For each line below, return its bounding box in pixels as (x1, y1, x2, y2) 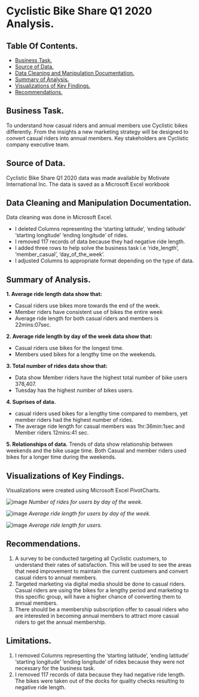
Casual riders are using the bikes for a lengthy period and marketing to (14, 586, 189, 594)
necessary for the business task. (14, 664, 96, 672)
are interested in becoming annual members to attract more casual (14, 612, 179, 619)
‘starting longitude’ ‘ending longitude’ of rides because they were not (14, 658, 185, 665)
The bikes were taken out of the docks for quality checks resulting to (14, 677, 185, 684)
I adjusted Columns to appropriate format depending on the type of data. (14, 257, 194, 264)
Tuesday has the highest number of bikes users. (14, 387, 134, 394)
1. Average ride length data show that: (6, 291, 103, 298)
